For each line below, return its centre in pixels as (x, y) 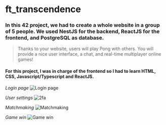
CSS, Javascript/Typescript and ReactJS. (50, 76)
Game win (16, 117)
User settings (19, 98)
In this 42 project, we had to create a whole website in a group (82, 25)
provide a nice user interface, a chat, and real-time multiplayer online (89, 54)
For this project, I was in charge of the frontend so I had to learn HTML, (80, 71)
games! (25, 60)
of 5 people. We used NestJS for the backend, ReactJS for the (82, 31)
